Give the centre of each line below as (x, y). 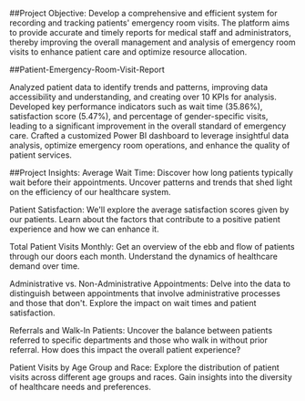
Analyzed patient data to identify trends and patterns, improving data (139, 87)
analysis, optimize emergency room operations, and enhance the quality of (150, 145)
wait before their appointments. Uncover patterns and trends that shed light (151, 182)
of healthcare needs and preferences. (81, 387)
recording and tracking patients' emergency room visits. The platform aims (149, 23)
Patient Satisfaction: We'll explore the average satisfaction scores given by (149, 210)
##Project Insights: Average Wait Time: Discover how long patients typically (152, 173)
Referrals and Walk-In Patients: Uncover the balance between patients (141, 330)
